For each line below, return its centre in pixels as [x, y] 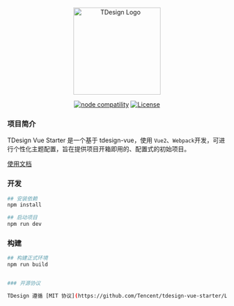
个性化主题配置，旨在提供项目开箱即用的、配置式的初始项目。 [101, 149]
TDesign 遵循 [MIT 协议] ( [43, 296]
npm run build [28, 265]
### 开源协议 [24, 284]
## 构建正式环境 [28, 258]
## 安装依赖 [23, 199]
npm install [24, 205]
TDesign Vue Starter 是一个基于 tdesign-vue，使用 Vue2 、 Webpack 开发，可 [113, 140]
